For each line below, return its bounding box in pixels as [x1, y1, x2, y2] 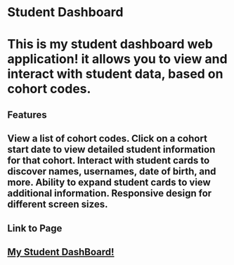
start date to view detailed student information [7, 144, 216, 156]
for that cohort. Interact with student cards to [7, 155, 210, 167]
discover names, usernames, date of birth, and [7, 165, 216, 177]
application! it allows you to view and [7, 51, 228, 67]
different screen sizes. [7, 198, 108, 210]
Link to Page [7, 222, 63, 234]
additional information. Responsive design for [7, 187, 212, 200]
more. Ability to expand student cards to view [7, 177, 211, 189]
